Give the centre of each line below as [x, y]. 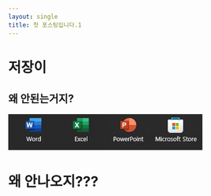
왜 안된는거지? [41, 99]
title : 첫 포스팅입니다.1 [45, 25]
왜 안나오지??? [53, 181]
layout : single [33, 17]
